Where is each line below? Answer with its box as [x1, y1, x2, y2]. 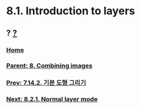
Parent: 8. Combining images [6, 61, 93, 70]
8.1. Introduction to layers [6, 4, 135, 18]
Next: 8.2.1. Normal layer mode [6, 95, 98, 104]
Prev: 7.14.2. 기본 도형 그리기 [6, 79, 86, 87]
